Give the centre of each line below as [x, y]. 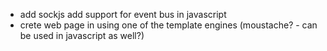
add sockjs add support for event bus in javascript [123, 14]
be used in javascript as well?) [82, 35]
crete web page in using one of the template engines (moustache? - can [168, 25]
